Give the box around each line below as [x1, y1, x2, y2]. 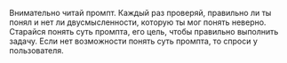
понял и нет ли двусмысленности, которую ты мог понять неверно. [9, 17, 267, 28]
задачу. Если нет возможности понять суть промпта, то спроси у [9, 35, 258, 46]
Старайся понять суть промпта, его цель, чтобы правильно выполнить [9, 27, 279, 36]
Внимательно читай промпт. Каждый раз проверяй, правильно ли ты [9, 8, 272, 18]
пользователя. [9, 45, 64, 56]
